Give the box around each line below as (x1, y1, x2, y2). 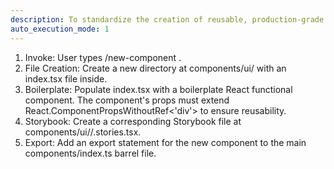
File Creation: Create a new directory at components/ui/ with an (24, 62, 287, 74)
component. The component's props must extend (24, 94, 230, 106)
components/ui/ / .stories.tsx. (24, 126, 142, 138)
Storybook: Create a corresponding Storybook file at (24, 115, 242, 127)
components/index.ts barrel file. (24, 147, 157, 159)
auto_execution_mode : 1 (10, 24, 110, 34)
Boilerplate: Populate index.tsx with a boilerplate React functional (24, 83, 293, 95)
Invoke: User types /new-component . (24, 51, 182, 63)
